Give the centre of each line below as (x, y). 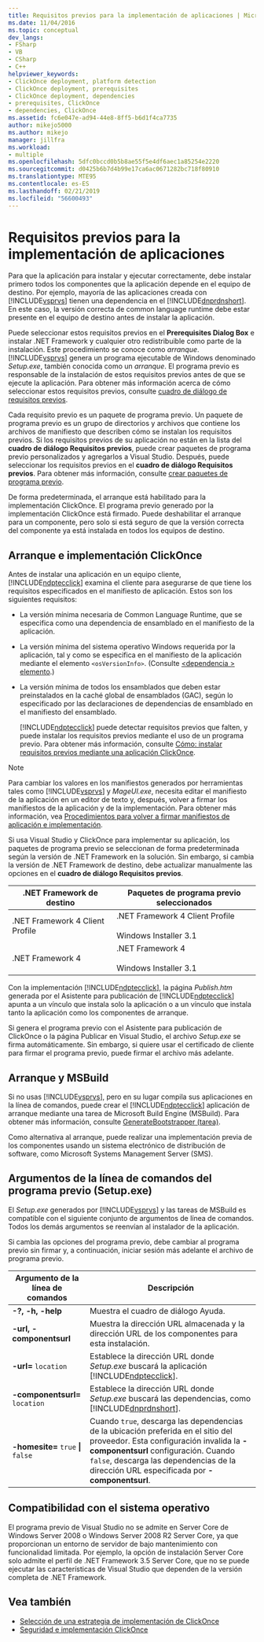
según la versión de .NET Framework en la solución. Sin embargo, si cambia (131, 857)
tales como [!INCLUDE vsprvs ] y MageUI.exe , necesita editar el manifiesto (128, 791)
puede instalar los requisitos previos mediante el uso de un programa (132, 736)
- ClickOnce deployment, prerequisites (73, 89)
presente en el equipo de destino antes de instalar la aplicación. (111, 318)
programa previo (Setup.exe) (80, 1191)
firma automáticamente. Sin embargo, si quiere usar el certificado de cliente (131, 1045)
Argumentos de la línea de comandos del (110, 1179)
